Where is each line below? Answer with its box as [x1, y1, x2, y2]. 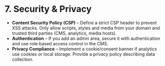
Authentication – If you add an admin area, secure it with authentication [11, 35, 161, 41]
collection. [11, 56, 33, 62]
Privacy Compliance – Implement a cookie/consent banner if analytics [11, 46, 158, 52]
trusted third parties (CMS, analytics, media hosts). [11, 30, 117, 36]
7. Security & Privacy [4, 3, 92, 15]
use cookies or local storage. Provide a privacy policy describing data [11, 51, 155, 57]
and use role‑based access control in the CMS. [11, 40, 109, 46]
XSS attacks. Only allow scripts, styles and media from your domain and [11, 25, 160, 31]
